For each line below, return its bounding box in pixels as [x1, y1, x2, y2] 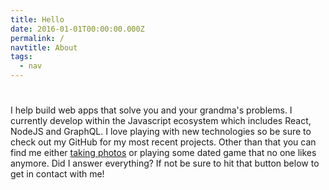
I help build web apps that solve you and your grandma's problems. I [10, 104, 293, 116]
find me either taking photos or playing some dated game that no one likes [10, 147, 317, 159]
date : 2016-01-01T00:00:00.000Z [10, 24, 145, 34]
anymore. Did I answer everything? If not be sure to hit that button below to [10, 157, 320, 170]
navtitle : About [10, 42, 78, 53]
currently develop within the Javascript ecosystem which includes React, [10, 115, 312, 127]
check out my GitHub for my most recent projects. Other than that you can [10, 136, 317, 148]
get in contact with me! [10, 168, 105, 180]
